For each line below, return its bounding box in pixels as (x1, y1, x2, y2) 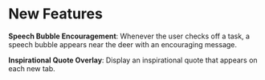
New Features (8, 5, 103, 23)
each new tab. (8, 63, 56, 73)
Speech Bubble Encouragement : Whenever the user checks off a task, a (8, 31, 251, 41)
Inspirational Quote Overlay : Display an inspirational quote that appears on (8, 55, 259, 65)
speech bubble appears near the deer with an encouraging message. (8, 39, 238, 49)
